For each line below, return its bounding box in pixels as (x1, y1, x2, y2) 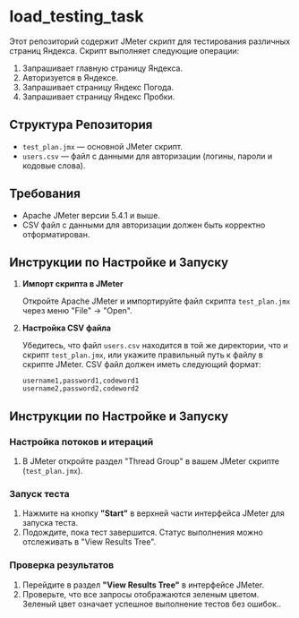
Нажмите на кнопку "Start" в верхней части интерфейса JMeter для (21, 508, 285, 519)
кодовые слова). (21, 159, 86, 171)
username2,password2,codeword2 (21, 384, 140, 393)
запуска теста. (21, 518, 79, 528)
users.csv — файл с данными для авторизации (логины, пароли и (21, 150, 273, 161)
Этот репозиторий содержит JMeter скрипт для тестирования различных (9, 36, 291, 47)
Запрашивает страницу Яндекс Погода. (21, 82, 175, 92)
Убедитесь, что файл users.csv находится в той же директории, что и (21, 340, 288, 351)
